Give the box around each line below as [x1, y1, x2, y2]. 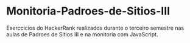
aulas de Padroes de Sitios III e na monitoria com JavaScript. [6, 30, 158, 38]
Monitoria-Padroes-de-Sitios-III [6, 4, 171, 18]
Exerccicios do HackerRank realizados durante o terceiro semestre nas [6, 24, 185, 31]
